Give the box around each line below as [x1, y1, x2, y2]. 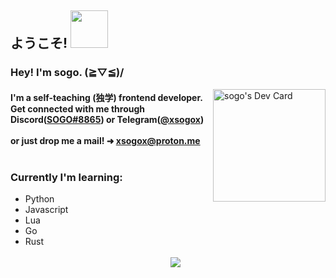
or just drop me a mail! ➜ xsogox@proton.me [10, 134, 201, 146]
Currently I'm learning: [10, 170, 123, 184]
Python [24, 193, 55, 205]
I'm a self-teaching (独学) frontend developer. [10, 91, 203, 103]
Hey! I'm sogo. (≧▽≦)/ [10, 66, 125, 80]
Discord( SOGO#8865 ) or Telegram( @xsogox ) [10, 113, 205, 125]
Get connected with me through [10, 102, 146, 115]
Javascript [24, 204, 69, 216]
